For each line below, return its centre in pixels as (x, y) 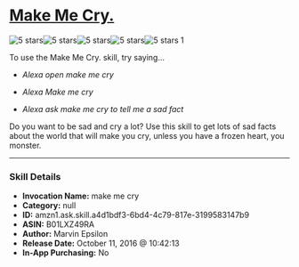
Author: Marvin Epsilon (65, 234)
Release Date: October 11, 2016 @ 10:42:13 (101, 243)
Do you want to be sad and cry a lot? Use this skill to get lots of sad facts (143, 126)
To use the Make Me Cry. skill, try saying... (87, 57)
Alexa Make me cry (57, 92)
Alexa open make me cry (68, 74)
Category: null (49, 206)
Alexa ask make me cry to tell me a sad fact (103, 109)
